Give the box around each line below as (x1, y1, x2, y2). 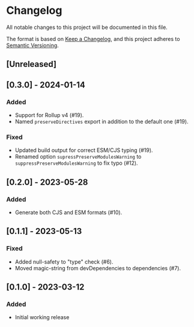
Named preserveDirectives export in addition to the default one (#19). (14, 118, 189, 125)
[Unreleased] (6, 59, 57, 69)
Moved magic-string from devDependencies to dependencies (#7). (14, 264, 181, 271)
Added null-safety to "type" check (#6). (14, 258, 114, 265)
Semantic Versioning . (6, 42, 59, 49)
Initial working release (14, 314, 70, 321)
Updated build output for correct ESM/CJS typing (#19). (14, 147, 153, 154)
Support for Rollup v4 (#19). (14, 112, 84, 119)
